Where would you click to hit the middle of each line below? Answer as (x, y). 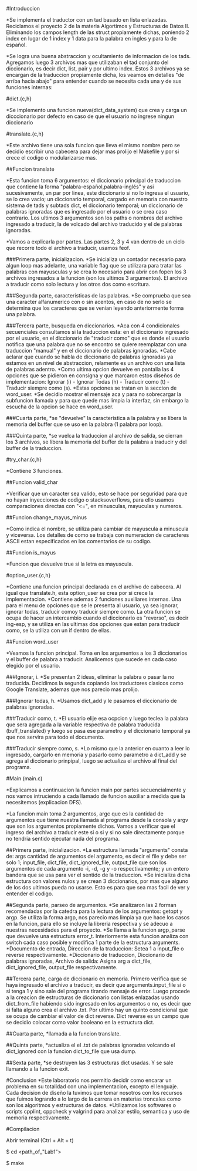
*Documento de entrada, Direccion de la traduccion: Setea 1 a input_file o (95, 949)
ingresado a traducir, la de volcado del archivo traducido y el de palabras (94, 224)
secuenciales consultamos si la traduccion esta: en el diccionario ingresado (97, 332)
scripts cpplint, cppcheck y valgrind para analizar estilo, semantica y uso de (98, 1111)
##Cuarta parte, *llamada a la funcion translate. (64, 1034)
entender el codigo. (30, 894)
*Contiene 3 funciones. (35, 471)
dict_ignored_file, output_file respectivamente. (62, 967)
